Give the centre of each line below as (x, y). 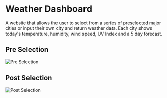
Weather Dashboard (49, 9)
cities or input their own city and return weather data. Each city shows (79, 28)
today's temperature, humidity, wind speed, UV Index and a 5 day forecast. (84, 34)
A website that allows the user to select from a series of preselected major (83, 23)
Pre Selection (27, 50)
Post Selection (29, 78)
